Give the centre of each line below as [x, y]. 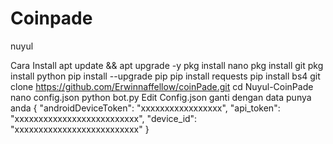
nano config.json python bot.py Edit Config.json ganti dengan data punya [161, 97]
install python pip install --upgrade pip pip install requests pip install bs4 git [165, 76]
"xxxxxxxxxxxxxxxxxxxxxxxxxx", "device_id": [104, 118]
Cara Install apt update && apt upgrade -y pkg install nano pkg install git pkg [167, 65]
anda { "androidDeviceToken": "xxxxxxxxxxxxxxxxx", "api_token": [145, 108]
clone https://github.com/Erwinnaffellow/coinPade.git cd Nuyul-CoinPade [162, 86]
